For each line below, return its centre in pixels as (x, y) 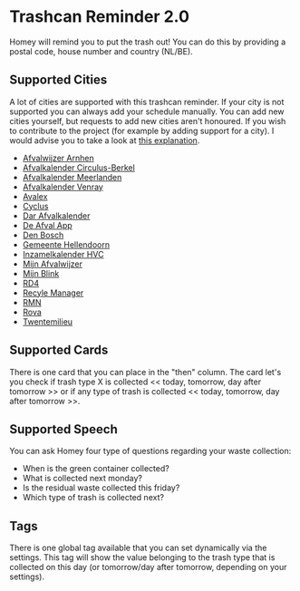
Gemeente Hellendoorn (66, 244)
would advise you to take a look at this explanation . (105, 140)
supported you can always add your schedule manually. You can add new (147, 111)
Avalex (35, 196)
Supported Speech (63, 429)
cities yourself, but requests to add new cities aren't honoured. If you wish (148, 121)
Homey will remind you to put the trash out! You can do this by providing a (148, 42)
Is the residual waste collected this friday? (101, 488)
